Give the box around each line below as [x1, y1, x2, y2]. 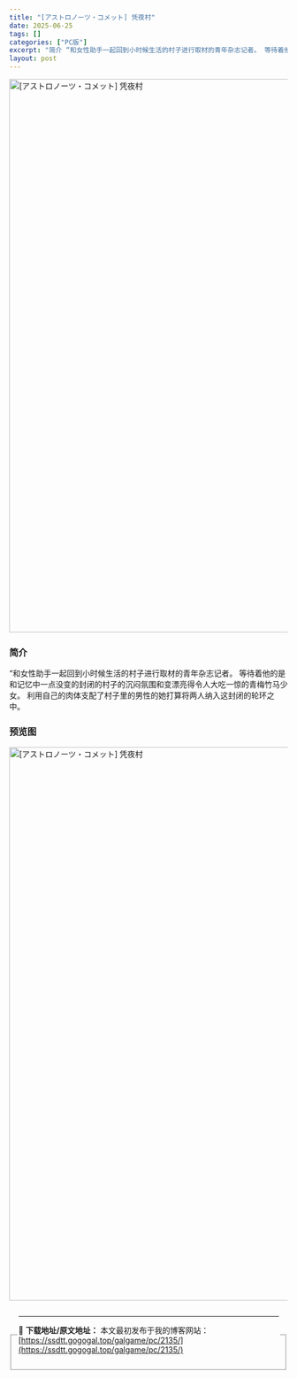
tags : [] [9, 29, 42, 38]
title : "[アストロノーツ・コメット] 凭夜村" [9, 12, 156, 22]
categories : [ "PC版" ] [9, 37, 88, 47]
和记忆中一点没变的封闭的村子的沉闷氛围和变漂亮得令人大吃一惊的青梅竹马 [9, 679, 280, 690]
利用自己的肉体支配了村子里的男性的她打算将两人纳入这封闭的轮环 [26, 690, 267, 701]
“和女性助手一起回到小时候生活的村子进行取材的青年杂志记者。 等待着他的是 [9, 668, 286, 678]
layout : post [9, 54, 57, 63]
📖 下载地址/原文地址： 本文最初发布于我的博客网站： [18, 1325, 209, 1336]
